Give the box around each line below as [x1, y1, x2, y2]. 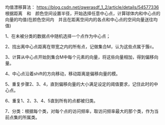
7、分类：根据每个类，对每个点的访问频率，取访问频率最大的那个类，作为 [5, 108, 154, 114]
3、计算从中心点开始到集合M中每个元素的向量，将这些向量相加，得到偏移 [5, 54, 154, 60]
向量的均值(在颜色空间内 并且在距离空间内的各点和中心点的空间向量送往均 [5, 17, 158, 22]
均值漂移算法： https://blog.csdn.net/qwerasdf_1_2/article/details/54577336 [5, 4, 159, 10]
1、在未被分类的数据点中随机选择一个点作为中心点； [5, 33, 111, 39]
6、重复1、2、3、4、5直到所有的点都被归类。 [5, 98, 98, 103]
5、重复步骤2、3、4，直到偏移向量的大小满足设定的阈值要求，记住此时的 [5, 81, 154, 87]
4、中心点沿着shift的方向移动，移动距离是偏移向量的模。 [5, 71, 121, 76]
